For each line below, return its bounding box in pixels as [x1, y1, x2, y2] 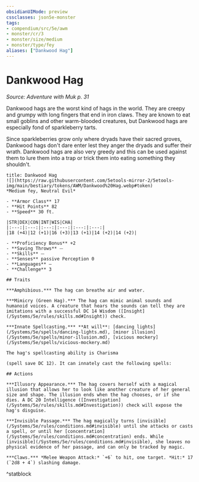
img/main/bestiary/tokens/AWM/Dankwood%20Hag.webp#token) [6, 183, 153, 189]
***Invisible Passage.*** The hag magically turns [6, 417, 135, 424]
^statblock [6, 470, 32, 477]
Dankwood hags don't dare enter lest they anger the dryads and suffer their [6, 142, 192, 149]
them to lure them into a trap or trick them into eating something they [6, 154, 176, 161]
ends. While [133, 434, 164, 440]
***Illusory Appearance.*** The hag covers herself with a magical [6, 381, 178, 387]
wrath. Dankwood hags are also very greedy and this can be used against [6, 148, 187, 155]
